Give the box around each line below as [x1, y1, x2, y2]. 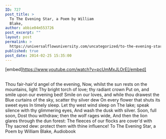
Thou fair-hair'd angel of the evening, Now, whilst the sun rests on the [5, 81, 147, 87]
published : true [5, 48, 39, 53]
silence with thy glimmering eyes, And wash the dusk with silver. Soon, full [5, 107, 157, 113]
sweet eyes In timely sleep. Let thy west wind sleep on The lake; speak [5, 102, 150, 108]
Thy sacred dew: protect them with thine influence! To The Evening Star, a [5, 123, 156, 129]
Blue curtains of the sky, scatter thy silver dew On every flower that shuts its [5, 97, 161, 103]
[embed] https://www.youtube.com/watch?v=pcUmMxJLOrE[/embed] [5, 67, 147, 72]
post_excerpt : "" [5, 30, 41, 35]
